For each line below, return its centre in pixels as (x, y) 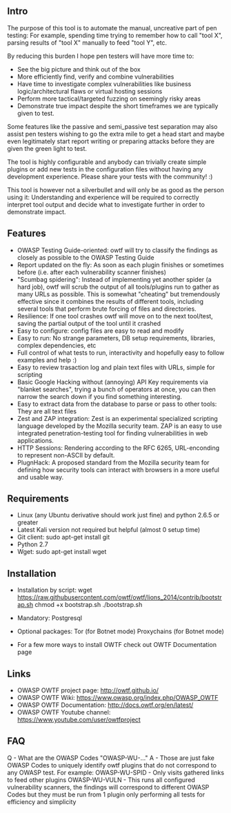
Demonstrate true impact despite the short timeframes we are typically (118, 105)
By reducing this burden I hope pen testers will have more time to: (101, 56)
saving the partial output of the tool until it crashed (89, 323)
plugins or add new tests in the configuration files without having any (105, 169)
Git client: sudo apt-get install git (63, 537)
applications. (35, 440)
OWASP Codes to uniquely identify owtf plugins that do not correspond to (112, 765)
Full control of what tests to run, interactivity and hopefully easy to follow (121, 352)
